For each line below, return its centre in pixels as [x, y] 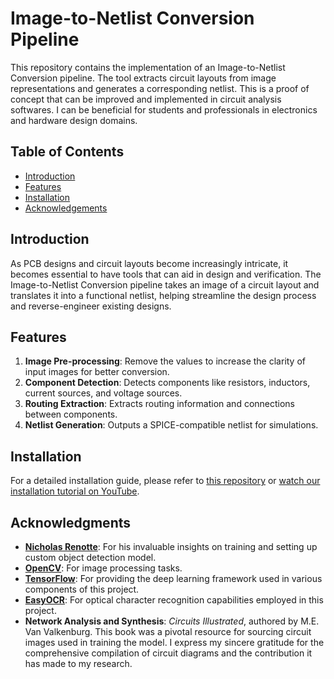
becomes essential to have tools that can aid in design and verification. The [166, 274]
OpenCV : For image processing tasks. [103, 568]
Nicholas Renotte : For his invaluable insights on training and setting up [171, 546]
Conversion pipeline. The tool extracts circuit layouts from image [143, 78]
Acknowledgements [66, 208]
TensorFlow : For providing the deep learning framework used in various [173, 578]
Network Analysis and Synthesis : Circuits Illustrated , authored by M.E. [172, 621]
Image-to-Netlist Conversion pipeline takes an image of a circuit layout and [165, 284]
